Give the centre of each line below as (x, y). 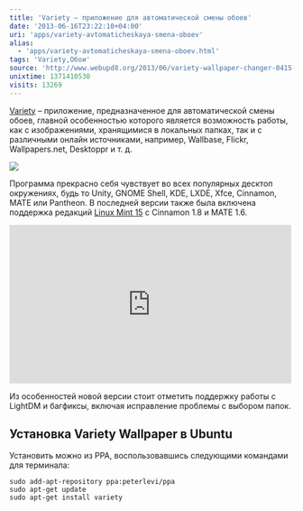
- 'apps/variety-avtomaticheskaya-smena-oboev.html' (119, 51)
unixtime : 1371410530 (50, 77)
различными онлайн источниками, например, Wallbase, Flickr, (129, 139)
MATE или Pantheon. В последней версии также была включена (133, 202)
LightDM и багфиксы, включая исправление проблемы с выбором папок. (150, 405)
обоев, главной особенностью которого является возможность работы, (149, 120)
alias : (22, 43)
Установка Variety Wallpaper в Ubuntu (121, 434)
